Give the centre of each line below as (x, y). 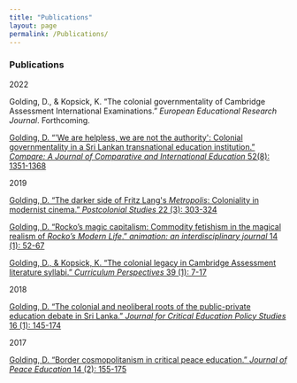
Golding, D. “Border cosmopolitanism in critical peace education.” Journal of (148, 359)
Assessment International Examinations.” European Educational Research (143, 111)
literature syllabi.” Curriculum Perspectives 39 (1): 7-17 (108, 272)
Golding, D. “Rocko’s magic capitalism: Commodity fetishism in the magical (145, 226)
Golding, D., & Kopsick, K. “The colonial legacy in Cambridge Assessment (143, 262)
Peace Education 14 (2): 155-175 (68, 369)
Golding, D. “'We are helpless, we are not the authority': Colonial (126, 137)
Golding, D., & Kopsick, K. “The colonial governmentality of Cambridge (137, 101)
